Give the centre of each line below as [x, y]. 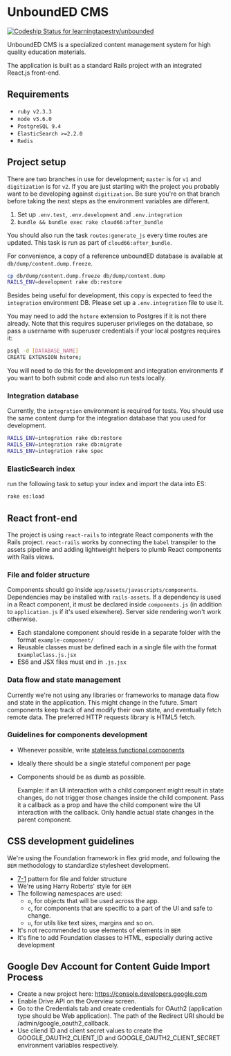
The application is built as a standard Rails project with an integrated [104, 65]
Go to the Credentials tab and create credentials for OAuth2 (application [120, 1009]
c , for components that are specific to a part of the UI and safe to [120, 908]
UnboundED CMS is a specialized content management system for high [109, 44]
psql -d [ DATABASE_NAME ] [43, 351]
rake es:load [26, 497]
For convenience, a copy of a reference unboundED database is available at [115, 256]
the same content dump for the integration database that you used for [107, 418]
